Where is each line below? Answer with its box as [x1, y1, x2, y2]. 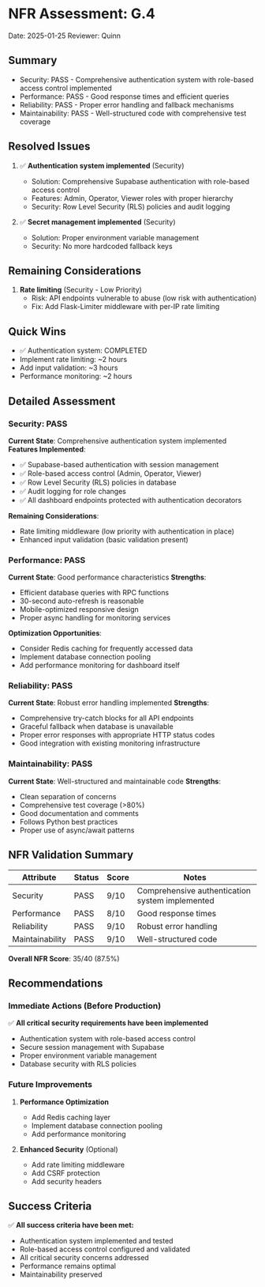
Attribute [22, 871, 57, 882]
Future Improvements [8, 1079, 93, 1090]
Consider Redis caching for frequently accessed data [19, 643, 193, 653]
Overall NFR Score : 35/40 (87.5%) [8, 953, 120, 963]
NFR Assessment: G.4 [8, 5, 155, 23]
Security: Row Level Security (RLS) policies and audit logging [31, 202, 230, 211]
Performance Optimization [19, 1096, 109, 1107]
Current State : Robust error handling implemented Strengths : [8, 698, 210, 708]
